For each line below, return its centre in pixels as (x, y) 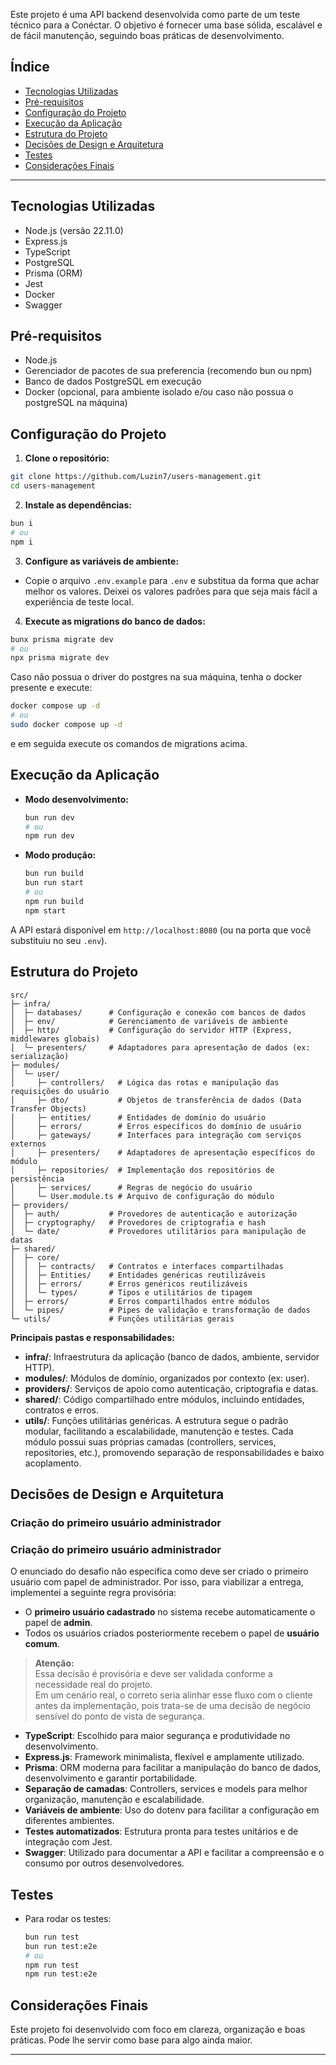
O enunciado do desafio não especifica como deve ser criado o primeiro (159, 1571)
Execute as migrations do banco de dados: (115, 621)
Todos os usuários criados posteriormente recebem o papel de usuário (172, 1633)
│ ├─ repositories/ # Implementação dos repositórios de (142, 1170)
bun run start (54, 883)
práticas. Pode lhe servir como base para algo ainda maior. (131, 2040)
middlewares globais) (55, 1039)
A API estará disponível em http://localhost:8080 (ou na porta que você (161, 930)
